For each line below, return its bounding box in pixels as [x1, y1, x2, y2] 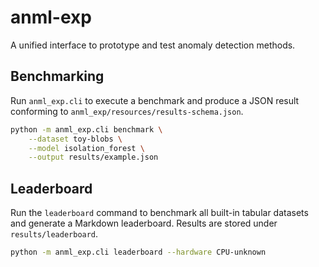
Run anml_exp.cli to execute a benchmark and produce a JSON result [10, 94, 300, 106]
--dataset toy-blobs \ [28, 134, 123, 144]
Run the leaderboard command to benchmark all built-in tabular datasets [10, 207, 309, 219]
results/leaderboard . [10, 228, 99, 240]
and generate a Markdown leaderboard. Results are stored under [10, 217, 278, 230]
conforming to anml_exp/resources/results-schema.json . [10, 105, 244, 117]
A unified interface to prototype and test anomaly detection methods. [10, 39, 296, 51]
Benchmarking [10, 68, 105, 85]
